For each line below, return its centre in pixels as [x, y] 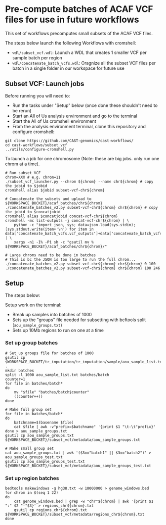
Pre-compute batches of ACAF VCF [79, 9]
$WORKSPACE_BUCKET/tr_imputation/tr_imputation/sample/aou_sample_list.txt [85, 362]
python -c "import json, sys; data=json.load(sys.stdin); [75, 225]
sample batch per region [37, 57]
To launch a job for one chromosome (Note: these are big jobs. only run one [82, 158]
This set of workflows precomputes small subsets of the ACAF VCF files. [79, 33]
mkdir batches [20, 370]
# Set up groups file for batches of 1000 [49, 353]
